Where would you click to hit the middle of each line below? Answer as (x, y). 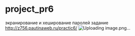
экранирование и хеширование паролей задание (57, 23)
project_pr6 (29, 9)
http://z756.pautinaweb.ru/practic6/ (41, 28)
